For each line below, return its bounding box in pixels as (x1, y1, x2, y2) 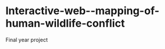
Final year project (5, 36, 48, 43)
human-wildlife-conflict (5, 17, 125, 30)
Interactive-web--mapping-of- (5, 4, 160, 18)
